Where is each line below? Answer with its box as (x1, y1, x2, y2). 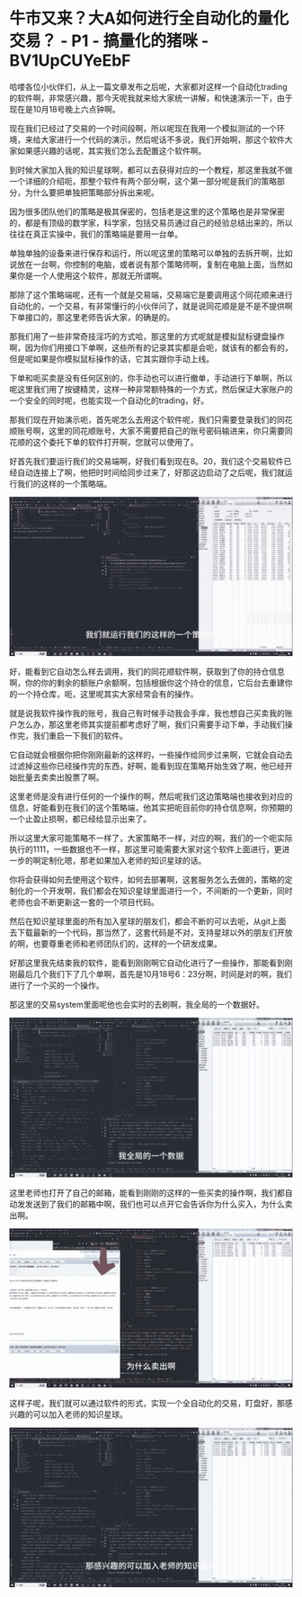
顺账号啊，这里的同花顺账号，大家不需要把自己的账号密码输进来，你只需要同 (9, 425, 293, 436)
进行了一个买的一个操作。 (9, 980, 104, 991)
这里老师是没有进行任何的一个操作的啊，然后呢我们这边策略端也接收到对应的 (9, 791, 293, 802)
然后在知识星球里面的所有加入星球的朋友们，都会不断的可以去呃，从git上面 (9, 916, 287, 927)
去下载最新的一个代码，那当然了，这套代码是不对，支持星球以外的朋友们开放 (9, 928, 293, 938)
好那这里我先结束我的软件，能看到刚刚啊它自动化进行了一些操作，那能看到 (9, 957, 285, 968)
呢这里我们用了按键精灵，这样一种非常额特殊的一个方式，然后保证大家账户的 (9, 383, 293, 394)
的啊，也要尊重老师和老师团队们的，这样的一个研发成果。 (9, 938, 222, 949)
